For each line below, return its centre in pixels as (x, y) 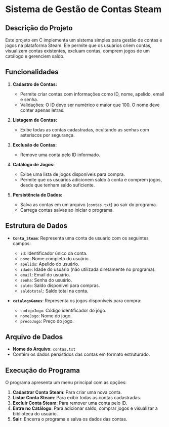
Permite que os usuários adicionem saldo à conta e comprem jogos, (91, 179)
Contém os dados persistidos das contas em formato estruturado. (81, 354)
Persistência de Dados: (37, 195)
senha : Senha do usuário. (46, 280)
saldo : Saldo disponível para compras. (60, 285)
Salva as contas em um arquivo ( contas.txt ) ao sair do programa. (89, 204)
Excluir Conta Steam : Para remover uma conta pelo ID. (70, 403)
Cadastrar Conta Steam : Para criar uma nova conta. (67, 392)
